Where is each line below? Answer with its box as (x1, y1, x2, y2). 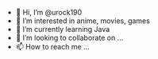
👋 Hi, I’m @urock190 (15, 8, 83, 17)
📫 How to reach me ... (15, 42, 90, 51)
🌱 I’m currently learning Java (15, 25, 110, 33)
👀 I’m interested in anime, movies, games (15, 16, 151, 26)
